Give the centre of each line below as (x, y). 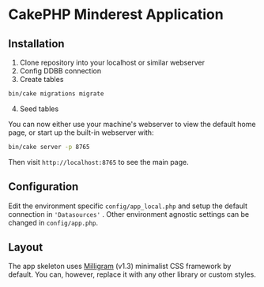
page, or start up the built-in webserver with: (81, 132)
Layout (26, 247)
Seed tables (39, 109)
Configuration (43, 187)
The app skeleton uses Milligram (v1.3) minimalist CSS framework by (120, 266)
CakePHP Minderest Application (116, 15)
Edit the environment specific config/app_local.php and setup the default (128, 206)
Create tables (41, 79)
